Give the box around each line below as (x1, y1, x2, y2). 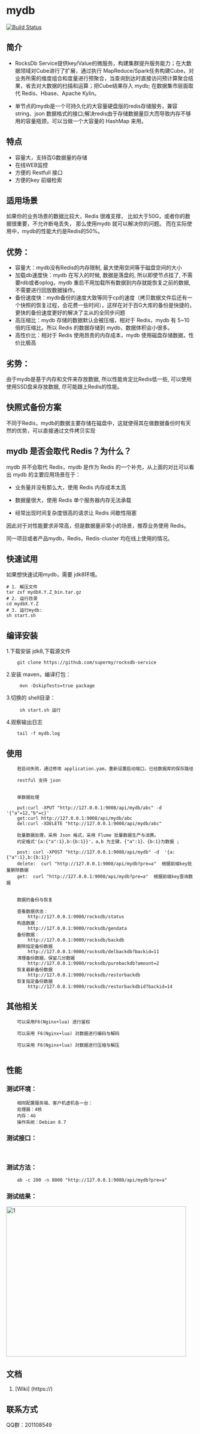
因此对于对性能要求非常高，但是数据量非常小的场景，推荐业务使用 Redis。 (6, 522, 190, 529)
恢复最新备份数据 (17, 967, 53, 973)
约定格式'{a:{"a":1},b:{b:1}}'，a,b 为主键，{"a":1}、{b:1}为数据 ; (17, 839, 180, 845)
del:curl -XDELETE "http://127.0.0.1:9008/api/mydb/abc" (17, 821, 162, 827)
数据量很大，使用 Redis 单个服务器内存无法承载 (14, 496, 132, 504)
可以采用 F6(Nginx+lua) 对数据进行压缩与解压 (17, 1042, 120, 1048)
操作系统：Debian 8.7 (17, 1119, 66, 1125)
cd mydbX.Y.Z (6, 601, 39, 607)
